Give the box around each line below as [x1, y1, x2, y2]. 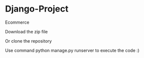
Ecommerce [5, 19, 29, 25]
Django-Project [5, 3, 69, 14]
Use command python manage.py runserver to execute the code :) [5, 47, 140, 53]
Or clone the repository [5, 38, 52, 44]
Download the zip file [5, 29, 48, 34]
